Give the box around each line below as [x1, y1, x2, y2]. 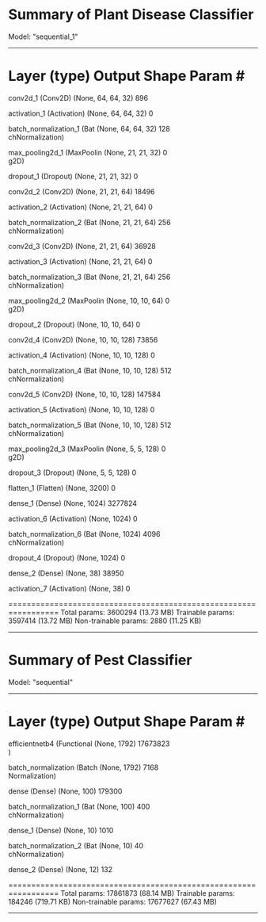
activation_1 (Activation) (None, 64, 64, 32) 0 [8, 109, 154, 118]
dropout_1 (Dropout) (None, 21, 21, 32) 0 [8, 171, 139, 181]
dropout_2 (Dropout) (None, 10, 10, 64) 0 [8, 319, 141, 329]
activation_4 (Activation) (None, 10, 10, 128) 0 [8, 350, 156, 360]
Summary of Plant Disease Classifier [8, 6, 254, 24]
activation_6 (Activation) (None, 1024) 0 [8, 514, 138, 523]
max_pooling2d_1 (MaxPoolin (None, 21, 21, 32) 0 [8, 147, 168, 157]
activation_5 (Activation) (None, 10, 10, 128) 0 [8, 404, 155, 414]
